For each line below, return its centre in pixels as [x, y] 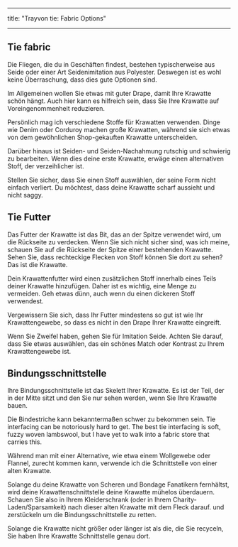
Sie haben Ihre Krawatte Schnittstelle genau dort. [79, 536]
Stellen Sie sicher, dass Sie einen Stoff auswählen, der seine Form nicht [112, 180]
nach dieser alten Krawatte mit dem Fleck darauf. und [146, 507]
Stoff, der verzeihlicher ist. [46, 166]
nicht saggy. [25, 195]
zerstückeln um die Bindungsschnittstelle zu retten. [82, 515]
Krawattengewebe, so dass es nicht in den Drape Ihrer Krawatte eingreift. [114, 322]
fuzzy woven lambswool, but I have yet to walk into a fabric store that [108, 435]
